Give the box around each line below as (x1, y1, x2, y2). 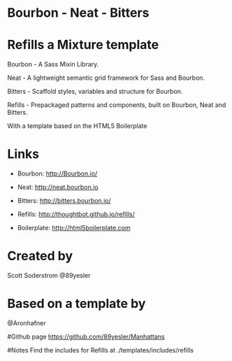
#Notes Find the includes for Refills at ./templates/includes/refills (7, 346, 194, 354)
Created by (7, 248, 73, 264)
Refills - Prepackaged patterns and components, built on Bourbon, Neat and (7, 101, 226, 109)
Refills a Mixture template (7, 37, 159, 53)
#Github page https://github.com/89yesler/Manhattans (7, 332, 166, 341)
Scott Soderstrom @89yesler (7, 271, 91, 279)
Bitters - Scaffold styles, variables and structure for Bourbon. (7, 87, 183, 96)
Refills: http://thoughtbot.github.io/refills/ (17, 210, 135, 218)
